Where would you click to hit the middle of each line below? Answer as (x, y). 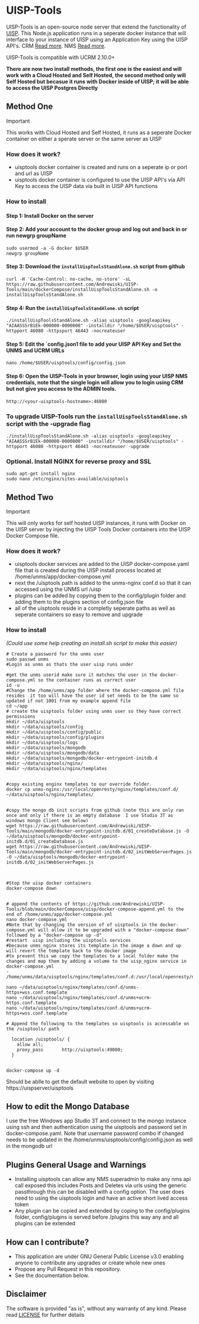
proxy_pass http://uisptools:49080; (70, 1050)
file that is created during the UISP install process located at (88, 570)
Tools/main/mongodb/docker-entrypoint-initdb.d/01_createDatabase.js (94, 831)
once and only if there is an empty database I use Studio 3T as (90, 815)
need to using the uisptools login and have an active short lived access (101, 1198)
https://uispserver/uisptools (40, 1088)
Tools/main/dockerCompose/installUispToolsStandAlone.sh (78, 289)
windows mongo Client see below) (47, 821)
